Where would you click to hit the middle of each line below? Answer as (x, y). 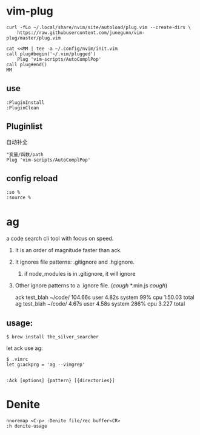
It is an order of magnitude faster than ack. (68, 250)
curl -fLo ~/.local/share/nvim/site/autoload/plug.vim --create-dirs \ (98, 27)
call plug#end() (27, 64)
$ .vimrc (17, 360)
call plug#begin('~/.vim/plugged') (51, 54)
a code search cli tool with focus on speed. (60, 239)
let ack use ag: (25, 348)
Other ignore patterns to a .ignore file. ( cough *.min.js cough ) (91, 286)
